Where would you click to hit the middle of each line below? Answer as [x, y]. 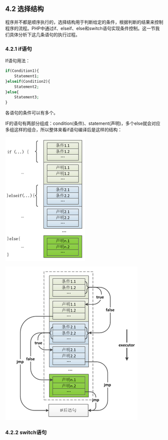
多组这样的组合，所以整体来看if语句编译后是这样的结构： [64, 130]
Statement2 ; [27, 87]
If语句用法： [18, 61]
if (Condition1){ [22, 71]
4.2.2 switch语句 [26, 432]
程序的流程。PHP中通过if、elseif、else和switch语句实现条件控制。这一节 [80, 28]
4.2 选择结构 [25, 9]
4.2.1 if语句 [19, 49]
